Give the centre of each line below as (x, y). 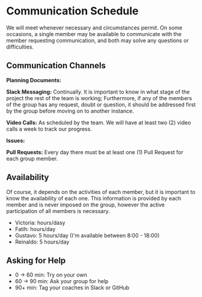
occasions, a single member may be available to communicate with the (94, 34)
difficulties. (20, 47)
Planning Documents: (34, 80)
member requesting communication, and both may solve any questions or (98, 40)
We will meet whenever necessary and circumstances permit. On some (94, 28)
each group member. (32, 158)
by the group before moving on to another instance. (70, 111)
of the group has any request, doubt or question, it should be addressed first (101, 104)
